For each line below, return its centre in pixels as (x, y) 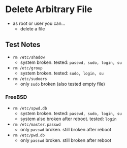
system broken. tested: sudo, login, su (62, 73)
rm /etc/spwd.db (30, 108)
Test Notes (23, 45)
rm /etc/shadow (29, 57)
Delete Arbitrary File (49, 9)
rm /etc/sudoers (30, 79)
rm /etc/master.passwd (37, 125)
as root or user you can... (39, 23)
